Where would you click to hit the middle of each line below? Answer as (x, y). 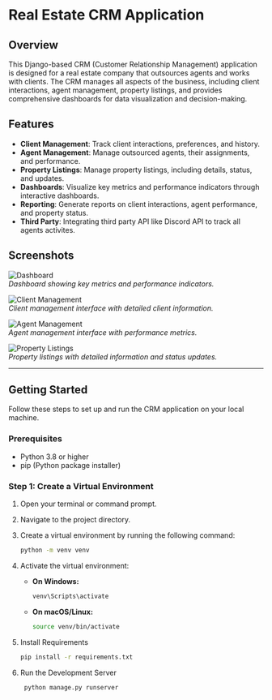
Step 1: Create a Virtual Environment (81, 486)
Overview (34, 45)
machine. (24, 418)
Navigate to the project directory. (75, 520)
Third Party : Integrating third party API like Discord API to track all (130, 221)
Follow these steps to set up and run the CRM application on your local (126, 409)
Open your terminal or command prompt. (88, 504)
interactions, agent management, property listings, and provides (115, 90)
